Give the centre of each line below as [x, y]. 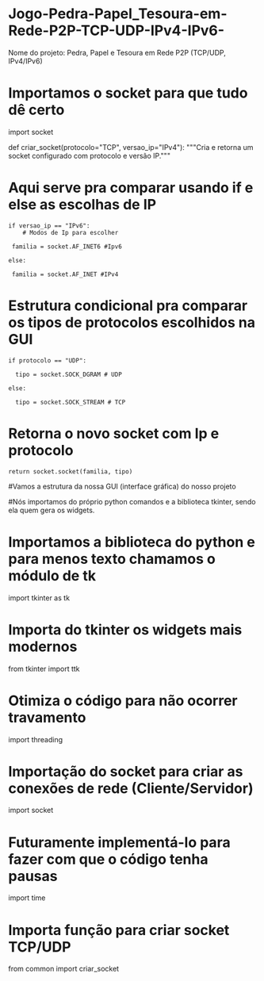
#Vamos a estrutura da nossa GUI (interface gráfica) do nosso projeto [122, 486]
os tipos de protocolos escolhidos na [132, 323]
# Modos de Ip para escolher [71, 232]
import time [27, 898]
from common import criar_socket [64, 969]
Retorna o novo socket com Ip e [114, 433]
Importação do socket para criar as [126, 771]
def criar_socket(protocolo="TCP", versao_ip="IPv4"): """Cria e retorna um [131, 147]
